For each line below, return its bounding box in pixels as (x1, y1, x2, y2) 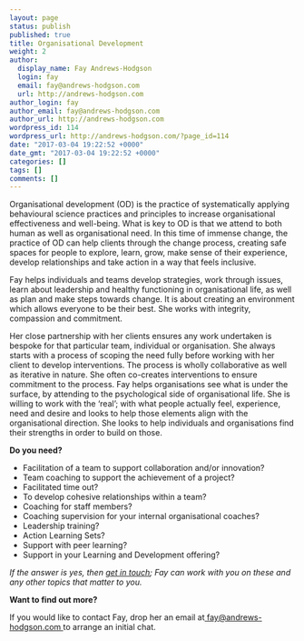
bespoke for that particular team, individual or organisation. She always (9, 340, 276, 351)
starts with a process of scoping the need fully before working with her (9, 350, 275, 361)
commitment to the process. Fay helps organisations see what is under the (9, 379, 289, 390)
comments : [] (9, 174, 59, 183)
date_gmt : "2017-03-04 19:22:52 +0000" (9, 148, 161, 157)
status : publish (9, 22, 71, 31)
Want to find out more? (9, 595, 98, 606)
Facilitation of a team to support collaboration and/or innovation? (22, 463, 265, 474)
